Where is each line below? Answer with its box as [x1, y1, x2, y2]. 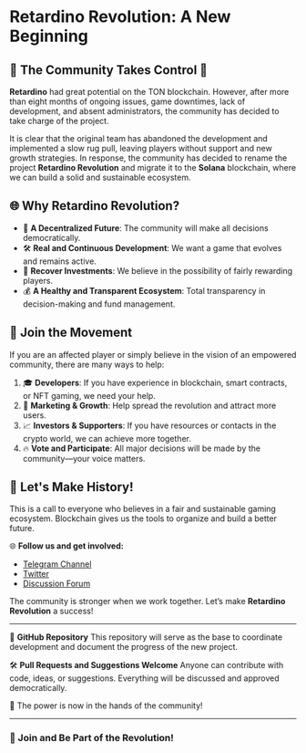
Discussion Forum [22, 578, 91, 590]
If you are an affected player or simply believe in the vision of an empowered [9, 349, 297, 360]
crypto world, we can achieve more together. [22, 433, 191, 444]
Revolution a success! [9, 605, 94, 617]
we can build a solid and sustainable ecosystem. [9, 172, 191, 183]
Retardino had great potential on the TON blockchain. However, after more [9, 87, 290, 97]
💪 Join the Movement [9, 325, 133, 340]
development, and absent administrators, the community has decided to [9, 106, 280, 116]
